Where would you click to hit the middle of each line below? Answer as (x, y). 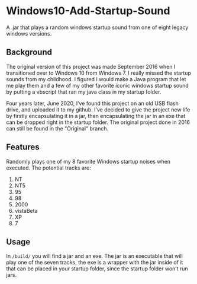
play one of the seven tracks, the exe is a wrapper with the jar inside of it (95, 263)
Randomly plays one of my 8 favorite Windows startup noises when (88, 161)
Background (29, 52)
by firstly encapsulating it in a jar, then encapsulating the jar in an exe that (96, 116)
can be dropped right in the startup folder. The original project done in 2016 (98, 122)
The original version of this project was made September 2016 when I (91, 66)
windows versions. (29, 33)
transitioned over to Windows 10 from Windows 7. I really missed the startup (98, 73)
